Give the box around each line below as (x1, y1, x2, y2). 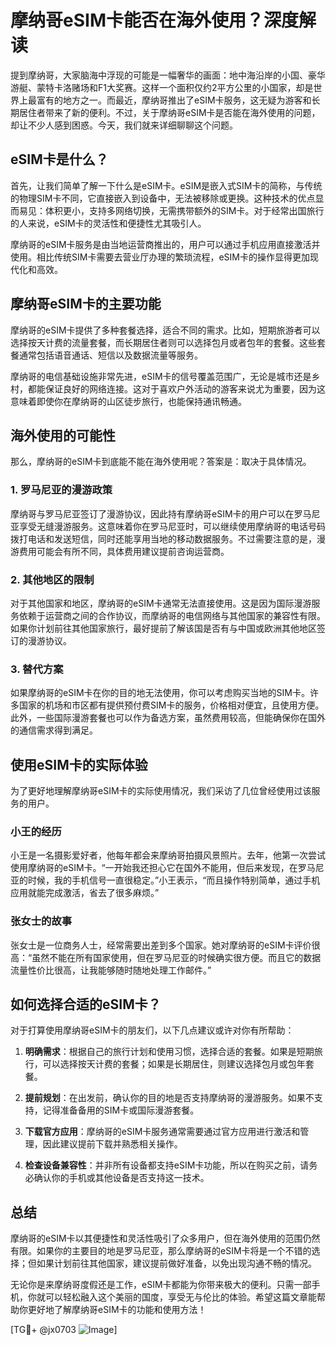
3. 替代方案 (10, 662, 64, 676)
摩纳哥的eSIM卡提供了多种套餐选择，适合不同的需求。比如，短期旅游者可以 (10, 324, 321, 336)
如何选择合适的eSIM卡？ (10, 996, 162, 1013)
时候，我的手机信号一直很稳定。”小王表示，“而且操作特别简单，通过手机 (27, 874, 321, 886)
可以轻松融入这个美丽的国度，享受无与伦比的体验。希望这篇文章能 (44, 1291, 317, 1303)
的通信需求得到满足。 (10, 724, 98, 736)
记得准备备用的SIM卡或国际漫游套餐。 (42, 1104, 200, 1116)
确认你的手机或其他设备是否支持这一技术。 (33, 1172, 210, 1184)
